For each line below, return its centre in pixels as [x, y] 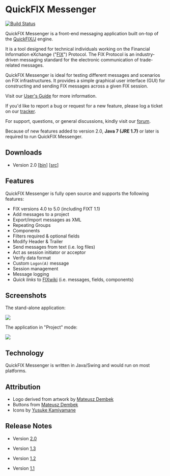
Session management [35, 268]
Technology [25, 353]
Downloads [24, 153]
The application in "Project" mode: [41, 327]
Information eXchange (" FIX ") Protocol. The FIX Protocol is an [70, 54]
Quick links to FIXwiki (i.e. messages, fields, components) [73, 279]
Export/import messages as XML [47, 220]
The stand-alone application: [36, 308]
